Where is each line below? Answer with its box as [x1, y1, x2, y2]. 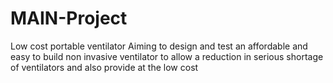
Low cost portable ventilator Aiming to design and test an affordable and [10, 40, 308, 52]
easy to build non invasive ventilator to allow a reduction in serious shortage [10, 50, 324, 62]
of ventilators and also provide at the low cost [10, 61, 199, 73]
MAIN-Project [10, 7, 128, 30]
